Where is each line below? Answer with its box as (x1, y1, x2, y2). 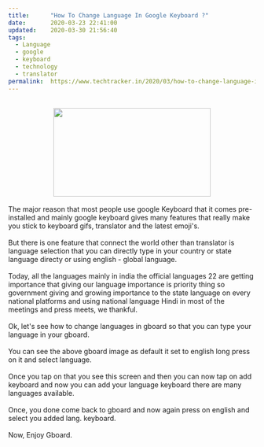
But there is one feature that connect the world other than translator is (8, 238, 235, 247)
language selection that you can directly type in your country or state (8, 246, 232, 256)
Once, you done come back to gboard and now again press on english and (8, 405, 250, 414)
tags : (8, 33, 26, 42)
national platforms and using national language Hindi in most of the (8, 296, 225, 305)
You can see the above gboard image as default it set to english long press (8, 346, 250, 356)
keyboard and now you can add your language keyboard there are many (8, 379, 242, 390)
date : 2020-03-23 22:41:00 (8, 19, 118, 27)
